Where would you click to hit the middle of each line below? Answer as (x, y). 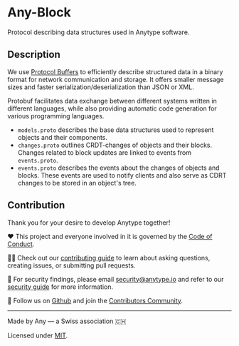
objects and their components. (63, 137)
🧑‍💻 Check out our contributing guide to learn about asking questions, (109, 258)
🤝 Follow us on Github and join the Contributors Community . (95, 300)
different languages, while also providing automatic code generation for (112, 108)
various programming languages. (56, 116)
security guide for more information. (60, 287)
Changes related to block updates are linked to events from (105, 152)
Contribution (36, 205)
